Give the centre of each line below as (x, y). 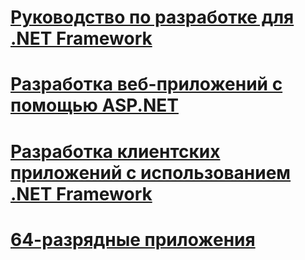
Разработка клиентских (115, 151)
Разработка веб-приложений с (146, 84)
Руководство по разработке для (152, 17)
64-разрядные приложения (133, 239)
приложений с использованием (151, 172)
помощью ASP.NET (94, 105)
